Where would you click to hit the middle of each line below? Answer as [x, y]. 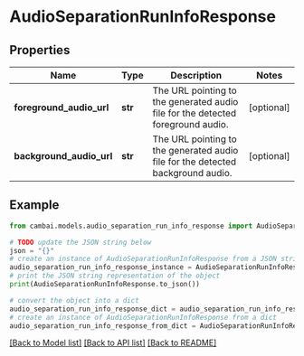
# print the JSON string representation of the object [115, 276]
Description [196, 75]
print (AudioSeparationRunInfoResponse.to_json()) [105, 285]
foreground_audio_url [62, 108]
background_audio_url [63, 156]
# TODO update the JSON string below [81, 242]
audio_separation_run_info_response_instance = [101, 267]
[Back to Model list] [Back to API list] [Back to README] [113, 343]
